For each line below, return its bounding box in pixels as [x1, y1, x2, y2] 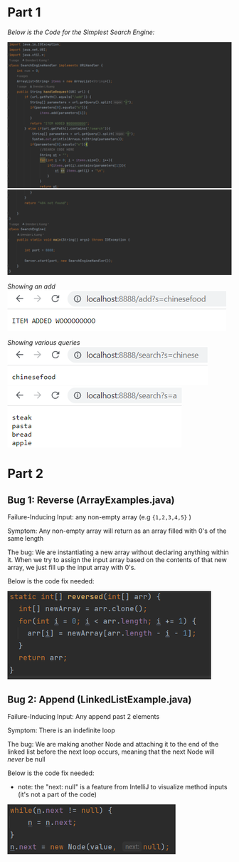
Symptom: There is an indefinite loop [7, 726, 116, 734]
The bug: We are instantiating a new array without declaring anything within [7, 548, 229, 556]
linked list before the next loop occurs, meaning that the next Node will [7, 747, 215, 756]
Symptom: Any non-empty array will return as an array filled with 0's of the [7, 526, 227, 535]
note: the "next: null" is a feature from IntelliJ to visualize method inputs [17, 782, 228, 791]
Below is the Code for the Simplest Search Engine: [7, 28, 155, 36]
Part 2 [7, 466, 44, 482]
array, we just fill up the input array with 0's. [7, 564, 137, 572]
